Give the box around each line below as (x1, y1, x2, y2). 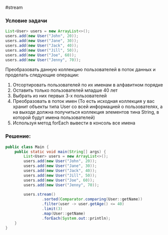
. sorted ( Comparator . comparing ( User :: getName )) (41, 197, 143, 202)
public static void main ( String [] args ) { (14, 149, 106, 154)
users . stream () (23, 192, 56, 197)
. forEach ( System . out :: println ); (41, 216, 111, 221)
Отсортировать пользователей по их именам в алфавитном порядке (12, 82, 163, 88)
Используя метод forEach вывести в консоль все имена (12, 120, 135, 126)
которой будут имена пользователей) (12, 115, 95, 121)
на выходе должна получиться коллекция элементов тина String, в (12, 109, 159, 115)
